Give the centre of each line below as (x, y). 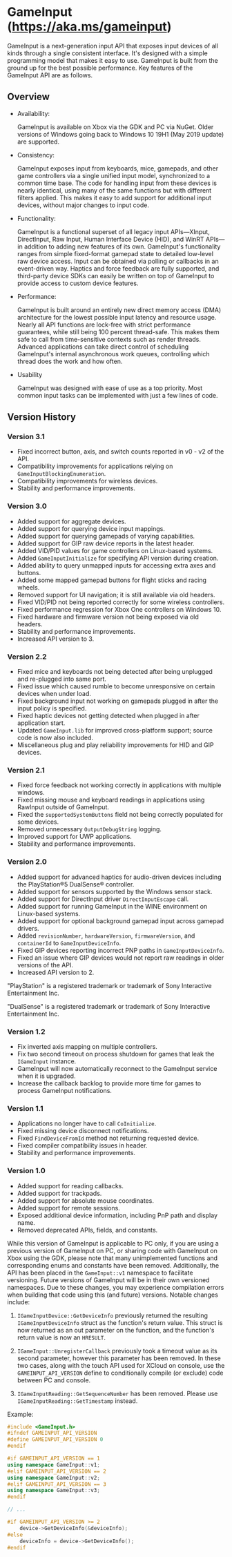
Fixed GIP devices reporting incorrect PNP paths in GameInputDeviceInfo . (120, 950)
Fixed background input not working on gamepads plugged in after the (118, 701)
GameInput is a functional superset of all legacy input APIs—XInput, (114, 231)
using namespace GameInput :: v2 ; (54, 1478)
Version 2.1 (26, 770)
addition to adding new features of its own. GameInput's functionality (122, 246)
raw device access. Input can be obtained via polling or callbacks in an (118, 261)
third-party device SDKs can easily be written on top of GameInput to (116, 275)
